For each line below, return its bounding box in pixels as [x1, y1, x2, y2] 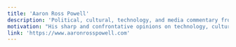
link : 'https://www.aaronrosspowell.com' [7, 29, 131, 37]
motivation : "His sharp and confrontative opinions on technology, [7, 23, 209, 30]
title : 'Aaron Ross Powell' [7, 10, 90, 17]
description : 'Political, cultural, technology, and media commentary [7, 17, 218, 23]
